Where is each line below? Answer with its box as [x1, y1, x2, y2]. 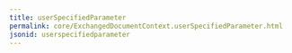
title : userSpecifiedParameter [9, 13, 127, 22]
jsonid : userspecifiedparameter [9, 30, 130, 39]
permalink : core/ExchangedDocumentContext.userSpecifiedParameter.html [9, 22, 283, 31]
